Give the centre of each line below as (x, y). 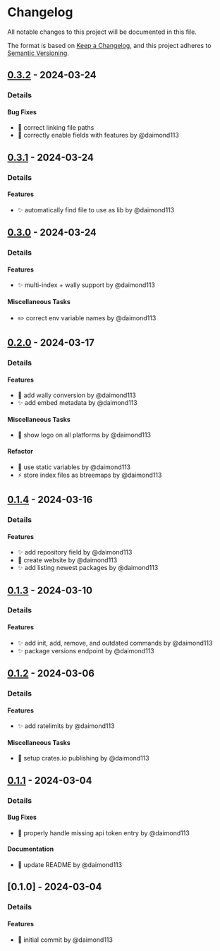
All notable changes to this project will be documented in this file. (102, 32)
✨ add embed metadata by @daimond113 (77, 403)
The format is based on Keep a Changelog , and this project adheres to (109, 45)
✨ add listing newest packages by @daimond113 (88, 568)
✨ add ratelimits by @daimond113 (66, 726)
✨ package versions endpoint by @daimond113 (86, 650)
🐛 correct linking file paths (56, 128)
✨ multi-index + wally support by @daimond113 (86, 285)
